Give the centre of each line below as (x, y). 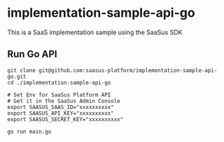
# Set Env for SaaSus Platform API (59, 95)
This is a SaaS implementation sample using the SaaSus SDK (95, 32)
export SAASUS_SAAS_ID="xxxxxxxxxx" (61, 107)
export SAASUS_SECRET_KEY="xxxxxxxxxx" (65, 119)
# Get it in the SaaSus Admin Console (64, 101)
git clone (22, 70)
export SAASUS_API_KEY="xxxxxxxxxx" (61, 113)
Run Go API (32, 54)
